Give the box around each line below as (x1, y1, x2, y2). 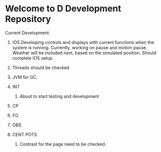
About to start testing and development (19, 93, 99, 99)
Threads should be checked (12, 65, 69, 71)
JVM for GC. (12, 74, 38, 80)
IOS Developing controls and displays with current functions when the (12, 39, 154, 45)
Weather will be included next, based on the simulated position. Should (12, 50, 157, 56)
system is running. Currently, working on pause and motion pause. (12, 44, 148, 50)
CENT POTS (12, 131, 37, 137)
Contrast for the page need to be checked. (19, 141, 106, 147)
